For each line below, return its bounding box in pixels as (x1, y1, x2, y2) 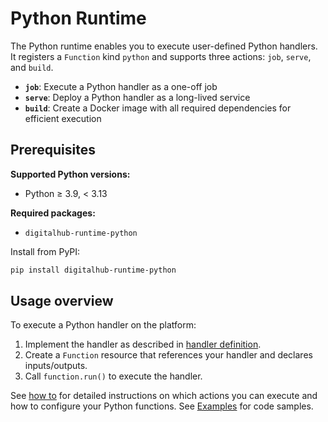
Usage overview (10, 293, 114, 310)
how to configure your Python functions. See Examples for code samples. (10, 400, 314, 412)
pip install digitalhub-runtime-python (10, 265, 177, 275)
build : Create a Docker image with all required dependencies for (24, 102, 292, 114)
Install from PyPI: (10, 245, 81, 257)
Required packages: (10, 207, 96, 219)
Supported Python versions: (10, 168, 131, 180)
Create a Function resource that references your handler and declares (24, 349, 313, 361)
